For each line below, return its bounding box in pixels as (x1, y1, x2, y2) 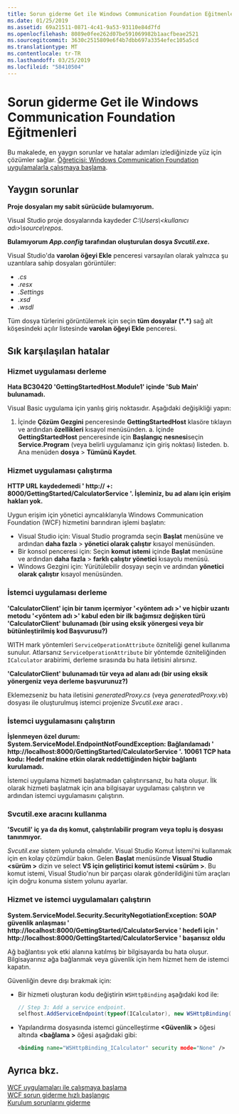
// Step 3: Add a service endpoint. (17, 1004, 127, 1011)
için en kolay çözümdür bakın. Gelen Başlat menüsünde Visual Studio (7, 854, 213, 863)
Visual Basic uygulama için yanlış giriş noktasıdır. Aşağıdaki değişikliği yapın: (7, 404, 231, 413)
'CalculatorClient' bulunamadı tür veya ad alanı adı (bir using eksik (7, 669, 208, 678)
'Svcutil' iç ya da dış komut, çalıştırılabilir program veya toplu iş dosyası (7, 825, 223, 834)
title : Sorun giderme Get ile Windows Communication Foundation (7, 10, 202, 18)
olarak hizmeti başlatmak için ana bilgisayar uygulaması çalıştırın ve (7, 784, 205, 792)
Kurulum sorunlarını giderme (7, 1098, 91, 1107)
